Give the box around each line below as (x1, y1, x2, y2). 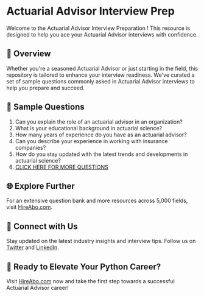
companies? (15, 144, 46, 151)
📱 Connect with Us (6, 221, 78, 231)
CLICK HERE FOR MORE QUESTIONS (15, 163, 108, 171)
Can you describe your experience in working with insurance (15, 137, 169, 144)
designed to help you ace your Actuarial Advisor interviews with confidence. (6, 30, 198, 38)
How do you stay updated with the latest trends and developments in (15, 150, 188, 158)
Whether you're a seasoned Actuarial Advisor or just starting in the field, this (6, 65, 199, 72)
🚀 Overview (6, 49, 51, 59)
